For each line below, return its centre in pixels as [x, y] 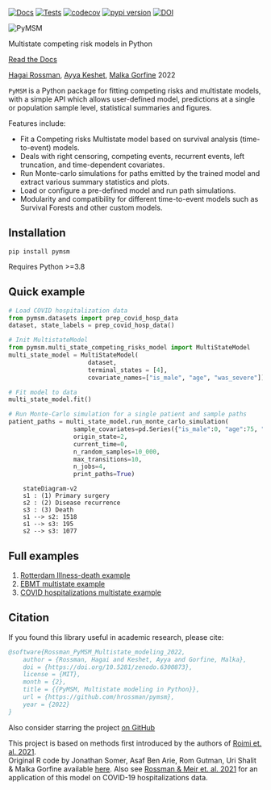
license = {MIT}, [52, 675]
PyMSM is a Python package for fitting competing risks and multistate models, [135, 90]
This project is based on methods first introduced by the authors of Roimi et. [135, 743]
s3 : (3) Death [48, 510]
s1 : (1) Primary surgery [67, 496]
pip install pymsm [39, 251]
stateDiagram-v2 [50, 489]
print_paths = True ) [104, 474]
